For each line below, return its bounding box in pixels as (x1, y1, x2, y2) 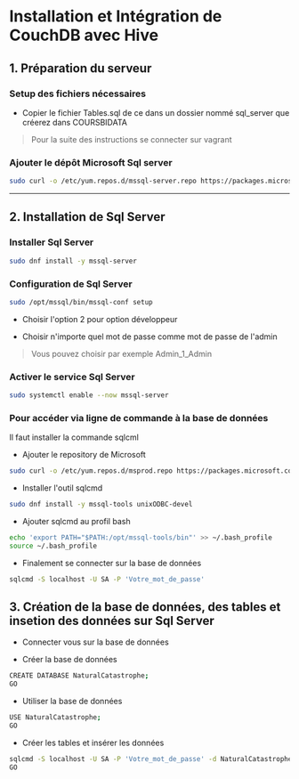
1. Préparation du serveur (9, 61, 152, 76)
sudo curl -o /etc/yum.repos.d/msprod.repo (9, 467, 174, 475)
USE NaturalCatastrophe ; (9, 713, 101, 722)
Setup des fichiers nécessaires (9, 87, 147, 100)
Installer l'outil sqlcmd (21, 483, 103, 493)
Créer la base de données (21, 654, 117, 665)
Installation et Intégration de (9, 6, 222, 27)
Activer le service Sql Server (9, 370, 135, 383)
